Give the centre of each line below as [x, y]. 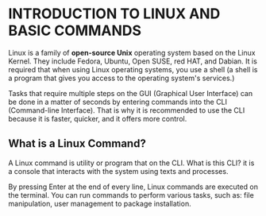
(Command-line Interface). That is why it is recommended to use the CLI [127, 110]
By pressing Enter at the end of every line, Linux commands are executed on [133, 187]
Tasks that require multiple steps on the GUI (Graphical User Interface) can [130, 93]
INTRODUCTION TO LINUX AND [114, 14]
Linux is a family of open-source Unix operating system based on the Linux [132, 52]
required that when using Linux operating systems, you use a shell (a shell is [133, 69]
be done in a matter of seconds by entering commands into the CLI [118, 102]
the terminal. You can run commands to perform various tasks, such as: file [131, 195]
